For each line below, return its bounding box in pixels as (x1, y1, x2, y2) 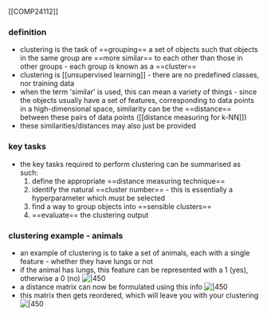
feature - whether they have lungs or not (19, 256, 154, 266)
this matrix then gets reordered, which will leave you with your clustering (19, 290, 259, 300)
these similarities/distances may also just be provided (19, 121, 197, 131)
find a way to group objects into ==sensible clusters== (31, 201, 213, 211)
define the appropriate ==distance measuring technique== (31, 176, 226, 186)
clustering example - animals (8, 230, 124, 241)
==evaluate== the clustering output (31, 210, 149, 219)
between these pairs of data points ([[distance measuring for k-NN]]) (19, 113, 247, 122)
